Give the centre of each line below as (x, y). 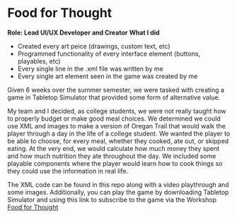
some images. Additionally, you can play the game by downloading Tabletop (118, 192)
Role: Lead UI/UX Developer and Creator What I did (84, 32)
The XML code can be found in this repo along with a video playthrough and (118, 184)
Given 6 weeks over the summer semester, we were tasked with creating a (116, 90)
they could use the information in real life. (68, 171)
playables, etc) (39, 61)
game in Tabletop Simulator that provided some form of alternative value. (114, 97)
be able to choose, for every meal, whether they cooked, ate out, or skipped (118, 141)
